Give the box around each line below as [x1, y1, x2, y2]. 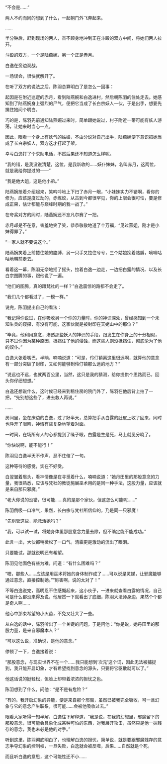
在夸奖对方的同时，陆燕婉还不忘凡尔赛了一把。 [5, 212, 101, 217]
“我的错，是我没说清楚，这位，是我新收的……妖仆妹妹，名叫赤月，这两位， [5, 161, 159, 167]
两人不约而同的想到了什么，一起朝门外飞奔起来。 [5, 15, 105, 21]
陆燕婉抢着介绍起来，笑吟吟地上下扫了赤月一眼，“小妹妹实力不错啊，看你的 [5, 189, 160, 194]
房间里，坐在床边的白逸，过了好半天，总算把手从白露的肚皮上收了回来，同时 [5, 415, 162, 420]
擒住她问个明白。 [5, 106, 40, 112]
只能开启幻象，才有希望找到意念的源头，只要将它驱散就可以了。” [18, 666, 149, 671]
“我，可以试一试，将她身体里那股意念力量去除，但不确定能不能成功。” [5, 529, 147, 534]
